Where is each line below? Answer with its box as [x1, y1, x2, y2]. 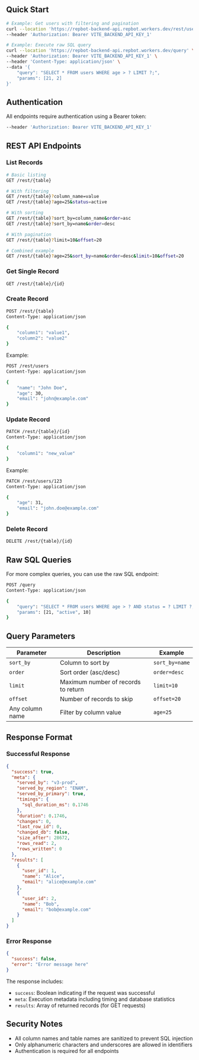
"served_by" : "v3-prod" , [17, 780, 78, 786]
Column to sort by [60, 659, 110, 667]
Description [86, 649, 121, 657]
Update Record [6, 415, 50, 424]
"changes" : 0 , [17, 818, 52, 824]
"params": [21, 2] [17, 75, 62, 81]
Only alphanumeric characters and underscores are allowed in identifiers [14, 1041, 192, 1048]
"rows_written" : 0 [17, 846, 62, 852]
